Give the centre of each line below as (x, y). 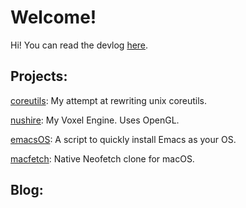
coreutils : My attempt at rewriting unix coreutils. (109, 100)
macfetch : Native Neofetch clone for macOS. (102, 158)
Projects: (39, 76)
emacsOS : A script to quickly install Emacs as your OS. (123, 139)
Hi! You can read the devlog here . (79, 45)
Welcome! (53, 17)
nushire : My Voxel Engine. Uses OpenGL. (95, 120)
